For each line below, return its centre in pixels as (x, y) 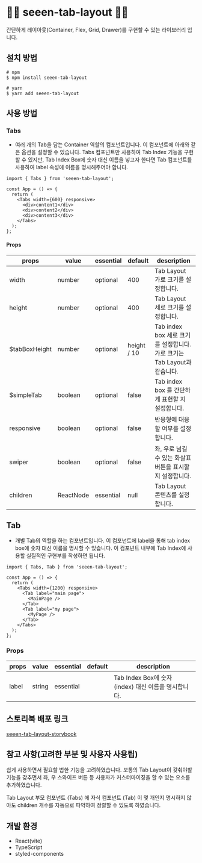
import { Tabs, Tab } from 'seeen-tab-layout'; (67, 567)
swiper (19, 462)
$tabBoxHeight (31, 349)
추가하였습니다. (24, 785)
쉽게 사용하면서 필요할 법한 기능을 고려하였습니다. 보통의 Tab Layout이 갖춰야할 (99, 770)
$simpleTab (26, 395)
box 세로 (166, 335)
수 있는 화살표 (173, 458)
